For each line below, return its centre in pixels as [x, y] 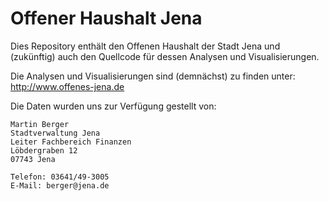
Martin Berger [40, 124]
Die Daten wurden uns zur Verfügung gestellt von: [113, 106]
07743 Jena [33, 159]
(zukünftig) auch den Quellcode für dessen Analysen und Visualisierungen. [165, 56]
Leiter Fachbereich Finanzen [71, 142]
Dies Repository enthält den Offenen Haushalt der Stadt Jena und [145, 46]
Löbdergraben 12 [44, 150]
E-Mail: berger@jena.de [60, 185]
